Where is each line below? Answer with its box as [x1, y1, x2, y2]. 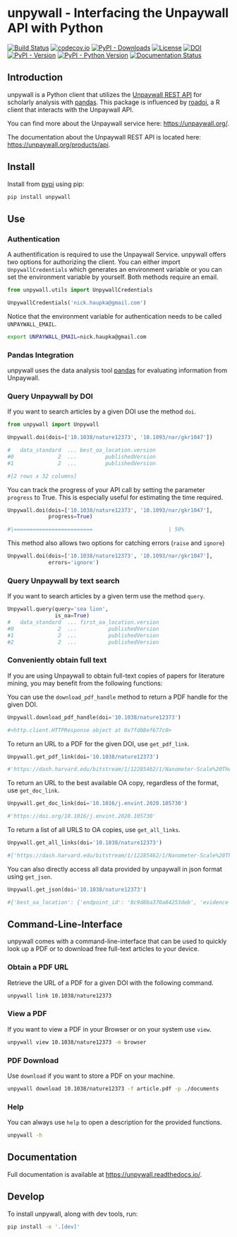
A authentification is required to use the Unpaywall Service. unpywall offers [7, 250, 226, 259]
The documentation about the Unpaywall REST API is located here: [7, 132, 201, 141]
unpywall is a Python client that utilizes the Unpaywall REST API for [7, 90, 202, 98]
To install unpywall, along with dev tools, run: [7, 1209, 138, 1218]
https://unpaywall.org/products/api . [7, 140, 111, 149]
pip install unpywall [7, 193, 71, 200]
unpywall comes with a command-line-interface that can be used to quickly [7, 937, 227, 946]
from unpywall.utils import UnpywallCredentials [7, 287, 153, 294]
